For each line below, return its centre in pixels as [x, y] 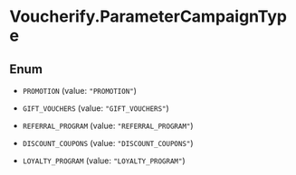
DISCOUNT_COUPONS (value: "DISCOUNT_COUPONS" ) [108, 143]
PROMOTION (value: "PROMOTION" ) [80, 91]
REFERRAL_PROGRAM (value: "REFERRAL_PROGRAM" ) [108, 125]
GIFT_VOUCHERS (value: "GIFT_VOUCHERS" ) [95, 108]
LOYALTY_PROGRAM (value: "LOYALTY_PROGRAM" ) [104, 161]
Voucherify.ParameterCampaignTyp [148, 17]
